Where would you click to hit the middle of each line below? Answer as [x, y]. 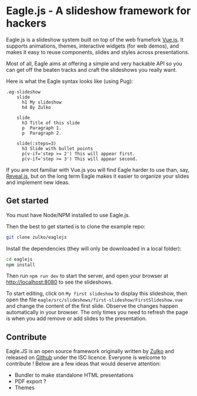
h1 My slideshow [41, 102]
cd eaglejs [19, 259]
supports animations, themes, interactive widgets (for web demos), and [93, 46]
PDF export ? [30, 381]
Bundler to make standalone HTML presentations [74, 375]
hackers [26, 23]
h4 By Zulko [36, 107]
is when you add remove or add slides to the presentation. [76, 318]
